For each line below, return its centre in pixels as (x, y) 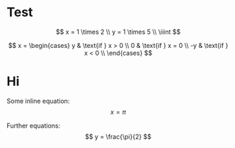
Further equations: (34, 125)
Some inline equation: (38, 101)
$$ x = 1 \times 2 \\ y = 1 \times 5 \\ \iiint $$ (118, 32)
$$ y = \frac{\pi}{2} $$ (118, 136)
